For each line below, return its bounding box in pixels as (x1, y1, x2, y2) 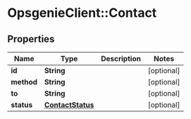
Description (101, 54, 141, 63)
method (11, 77, 37, 87)
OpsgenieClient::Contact (7, 5, 157, 21)
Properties (7, 33, 55, 45)
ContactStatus (44, 100, 94, 110)
